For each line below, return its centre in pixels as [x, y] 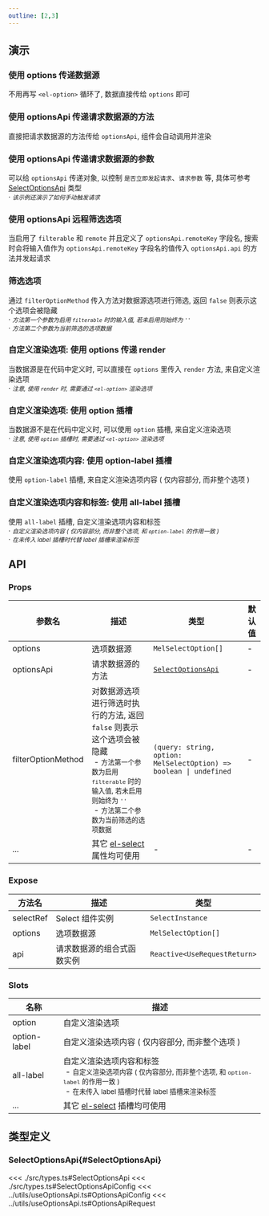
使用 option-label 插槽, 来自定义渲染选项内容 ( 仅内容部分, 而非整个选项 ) [129, 479]
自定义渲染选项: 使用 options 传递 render [87, 350]
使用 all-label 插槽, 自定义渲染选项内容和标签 [85, 521]
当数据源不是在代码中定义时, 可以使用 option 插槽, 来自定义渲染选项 [120, 430]
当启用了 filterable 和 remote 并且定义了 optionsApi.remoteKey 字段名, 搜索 [133, 239]
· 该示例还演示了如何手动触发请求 [54, 197]
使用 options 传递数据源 [54, 75]
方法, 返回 [126, 716]
